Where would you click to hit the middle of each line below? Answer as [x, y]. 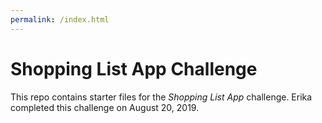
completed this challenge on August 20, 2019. [105, 107]
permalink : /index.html [60, 19]
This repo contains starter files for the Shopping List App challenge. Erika [161, 97]
